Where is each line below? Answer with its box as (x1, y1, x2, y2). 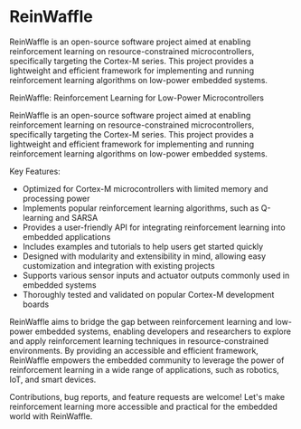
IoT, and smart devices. (9, 374, 97, 385)
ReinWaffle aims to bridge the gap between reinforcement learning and (9, 316, 274, 327)
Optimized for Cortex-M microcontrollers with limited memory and (22, 183, 268, 194)
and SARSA (55, 212, 99, 223)
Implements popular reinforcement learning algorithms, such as (22, 202, 259, 214)
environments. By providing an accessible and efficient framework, (9, 345, 259, 356)
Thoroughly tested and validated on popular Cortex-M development (22, 289, 275, 300)
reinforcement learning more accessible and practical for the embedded (9, 401, 277, 412)
